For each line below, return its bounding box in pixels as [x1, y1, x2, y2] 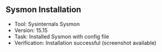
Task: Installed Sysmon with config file [14, 32, 109, 40]
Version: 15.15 [14, 27, 48, 34]
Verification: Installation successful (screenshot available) [14, 39, 157, 46]
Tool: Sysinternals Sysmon [14, 20, 80, 27]
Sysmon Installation [5, 5, 81, 15]
